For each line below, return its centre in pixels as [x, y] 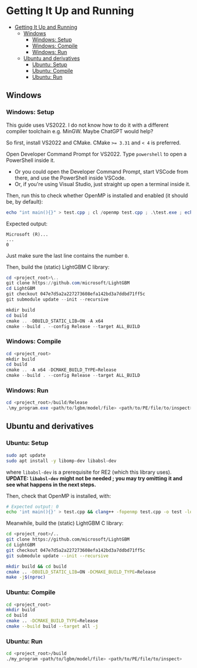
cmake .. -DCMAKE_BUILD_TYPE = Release [52, 621]
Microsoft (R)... [27, 234]
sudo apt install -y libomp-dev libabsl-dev [61, 461]
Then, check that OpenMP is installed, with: [59, 496]
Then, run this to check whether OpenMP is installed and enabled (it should [97, 195]
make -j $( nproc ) [26, 577]
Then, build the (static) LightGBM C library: [58, 267]
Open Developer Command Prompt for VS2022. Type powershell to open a [96, 154]
